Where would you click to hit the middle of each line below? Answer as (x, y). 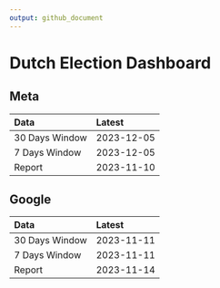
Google (30, 200)
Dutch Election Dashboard (110, 62)
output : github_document (56, 18)
